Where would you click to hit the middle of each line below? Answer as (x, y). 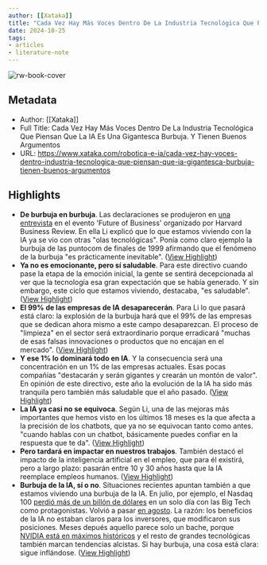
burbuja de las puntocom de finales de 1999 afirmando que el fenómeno (138, 248)
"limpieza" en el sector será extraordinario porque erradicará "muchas (135, 333)
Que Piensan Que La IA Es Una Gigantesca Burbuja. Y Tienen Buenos (133, 136)
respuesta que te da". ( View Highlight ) (82, 442)
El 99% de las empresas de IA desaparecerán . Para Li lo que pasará (133, 307)
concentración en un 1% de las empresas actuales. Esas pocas (123, 366)
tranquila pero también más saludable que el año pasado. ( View (124, 392)
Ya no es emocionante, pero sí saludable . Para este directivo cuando (133, 265)
